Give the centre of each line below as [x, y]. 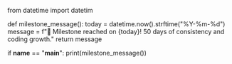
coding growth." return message [55, 39]
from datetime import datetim [51, 10]
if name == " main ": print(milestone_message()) [77, 53]
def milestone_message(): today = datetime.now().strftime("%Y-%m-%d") [116, 24]
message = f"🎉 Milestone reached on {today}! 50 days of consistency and [116, 32]
